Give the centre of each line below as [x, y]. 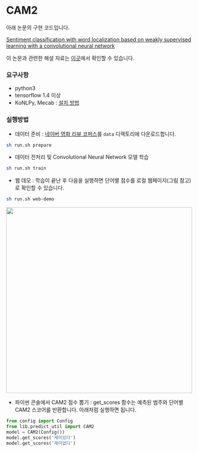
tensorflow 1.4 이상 [38, 95]
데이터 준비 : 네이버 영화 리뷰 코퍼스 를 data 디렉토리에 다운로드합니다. [95, 134]
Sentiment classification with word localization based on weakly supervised [99, 39]
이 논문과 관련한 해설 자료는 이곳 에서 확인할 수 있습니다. [70, 58]
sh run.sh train [26, 168]
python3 [25, 88]
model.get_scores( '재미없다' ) [41, 443]
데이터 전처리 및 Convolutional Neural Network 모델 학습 [82, 157]
